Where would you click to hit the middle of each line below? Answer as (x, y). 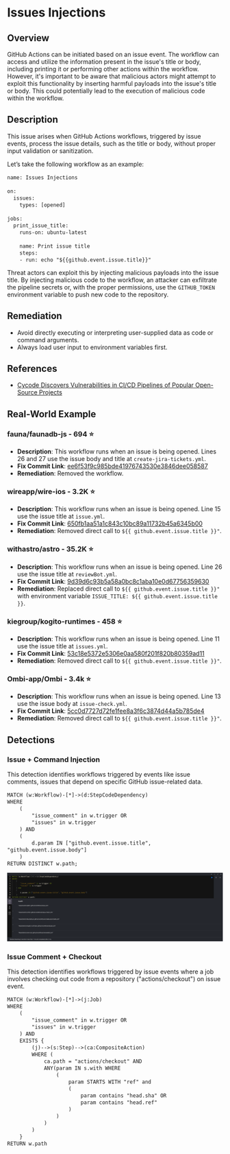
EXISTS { (32, 1041)
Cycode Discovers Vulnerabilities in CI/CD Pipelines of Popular (105, 385)
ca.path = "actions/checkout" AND (93, 1061)
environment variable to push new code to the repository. (88, 294)
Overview (28, 38)
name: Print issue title (55, 246)
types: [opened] (43, 205)
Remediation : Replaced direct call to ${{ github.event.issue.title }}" (118, 589)
